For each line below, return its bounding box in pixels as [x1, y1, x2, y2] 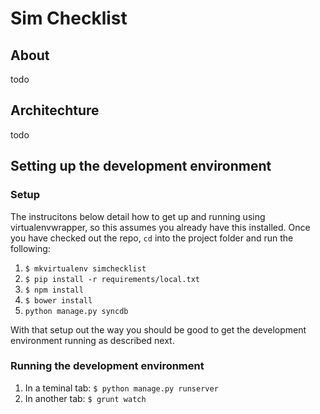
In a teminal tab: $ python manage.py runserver [24, 382, 219, 394]
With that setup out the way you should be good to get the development [10, 323, 307, 336]
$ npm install [24, 285, 84, 295]
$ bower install [24, 295, 93, 306]
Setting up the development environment [10, 158, 272, 175]
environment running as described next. [10, 334, 175, 346]
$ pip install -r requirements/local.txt [24, 274, 200, 284]
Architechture [10, 102, 100, 119]
